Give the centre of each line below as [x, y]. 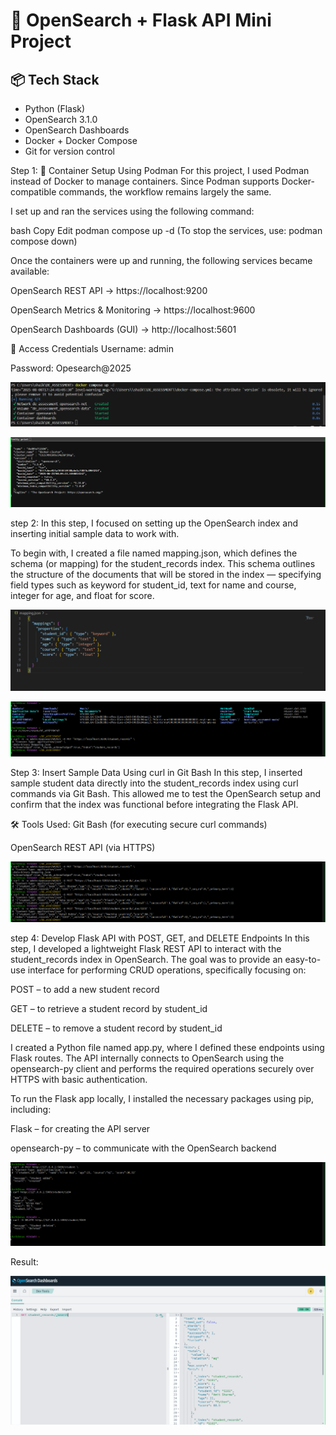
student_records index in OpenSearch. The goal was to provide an [146, 959]
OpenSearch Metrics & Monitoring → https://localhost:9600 [133, 310]
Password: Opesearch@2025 [71, 368]
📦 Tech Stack [55, 79]
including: [31, 1109]
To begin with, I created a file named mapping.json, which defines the [154, 553]
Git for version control [70, 151]
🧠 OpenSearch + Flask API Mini [141, 20]
